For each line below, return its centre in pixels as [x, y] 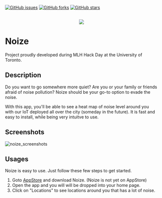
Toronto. [13, 60]
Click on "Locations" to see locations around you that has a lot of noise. [84, 190]
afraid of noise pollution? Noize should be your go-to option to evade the [78, 92]
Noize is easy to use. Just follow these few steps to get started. [68, 171]
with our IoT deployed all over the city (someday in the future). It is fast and [80, 112]
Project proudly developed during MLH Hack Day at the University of [74, 55]
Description [23, 75]
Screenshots [25, 132]
